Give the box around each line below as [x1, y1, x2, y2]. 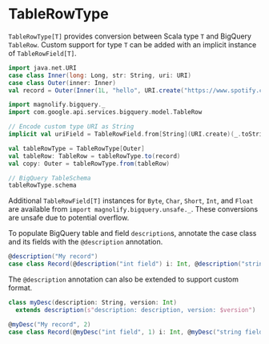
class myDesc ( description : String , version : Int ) [8, 298, 178, 307]
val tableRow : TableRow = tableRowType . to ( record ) [8, 152, 181, 160]
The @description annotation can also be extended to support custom [8, 274, 239, 285]
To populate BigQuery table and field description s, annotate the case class [8, 229, 257, 238]
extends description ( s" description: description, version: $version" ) [15, 306, 256, 314]
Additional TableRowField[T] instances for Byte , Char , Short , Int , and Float [8, 196, 254, 205]
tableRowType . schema [8, 181, 78, 189]
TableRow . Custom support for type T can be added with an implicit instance [8, 39, 257, 49]
